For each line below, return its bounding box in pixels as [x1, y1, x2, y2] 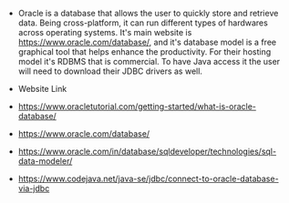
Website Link [17, 84, 67, 94]
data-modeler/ [17, 156, 73, 167]
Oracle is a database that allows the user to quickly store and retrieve [17, 8, 279, 18]
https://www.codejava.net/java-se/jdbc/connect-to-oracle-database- [17, 173, 280, 184]
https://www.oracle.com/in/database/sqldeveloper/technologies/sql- [17, 146, 276, 157]
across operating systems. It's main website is [17, 27, 192, 37]
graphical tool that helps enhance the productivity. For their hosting [17, 46, 272, 57]
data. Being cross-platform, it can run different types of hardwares [17, 17, 269, 28]
